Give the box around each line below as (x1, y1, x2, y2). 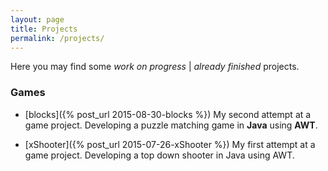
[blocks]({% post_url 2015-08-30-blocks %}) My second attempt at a (24, 108, 312, 120)
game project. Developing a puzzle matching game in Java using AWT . (24, 119, 318, 131)
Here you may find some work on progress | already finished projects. (10, 61, 300, 73)
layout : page (10, 14, 65, 25)
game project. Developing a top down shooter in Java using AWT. (24, 149, 295, 161)
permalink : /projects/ (10, 33, 105, 43)
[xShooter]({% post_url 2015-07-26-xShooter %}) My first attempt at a (24, 138, 316, 150)
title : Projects (10, 24, 78, 34)
